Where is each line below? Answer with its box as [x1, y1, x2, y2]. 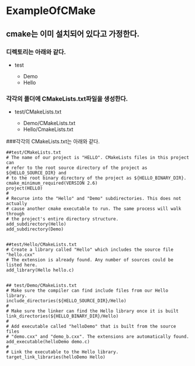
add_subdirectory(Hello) [6, 221, 67, 227]
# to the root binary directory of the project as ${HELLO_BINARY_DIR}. [6, 175, 187, 181]
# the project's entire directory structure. [6, 216, 119, 222]
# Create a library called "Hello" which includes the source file [6, 247, 174, 253]
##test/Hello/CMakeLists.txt [6, 241, 77, 248]
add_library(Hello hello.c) [6, 267, 75, 273]
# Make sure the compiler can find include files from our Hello [6, 288, 168, 294]
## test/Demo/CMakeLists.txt [6, 282, 77, 289]
